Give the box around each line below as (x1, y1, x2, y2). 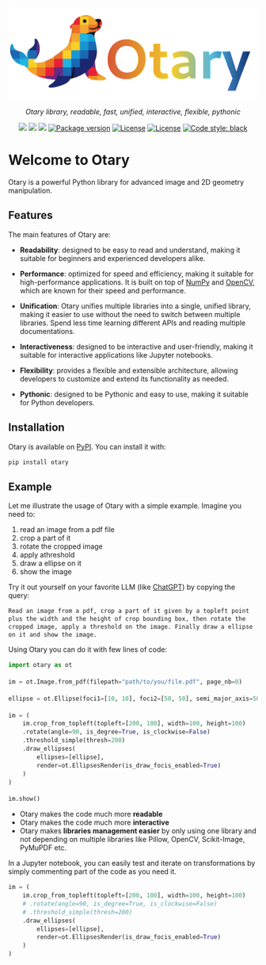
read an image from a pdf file (19, 525, 115, 534)
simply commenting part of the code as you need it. (8, 867, 177, 876)
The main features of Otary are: (8, 229, 111, 239)
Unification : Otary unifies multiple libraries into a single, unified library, (19, 301, 252, 311)
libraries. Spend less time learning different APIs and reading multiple (19, 318, 246, 327)
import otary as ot (8, 661, 73, 669)
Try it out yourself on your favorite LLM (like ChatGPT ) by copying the (8, 582, 236, 592)
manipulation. (8, 186, 53, 195)
